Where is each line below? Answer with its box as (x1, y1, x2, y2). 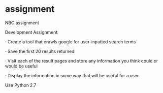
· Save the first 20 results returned (5, 48, 75, 54)
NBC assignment (5, 20, 39, 26)
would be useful (5, 63, 38, 69)
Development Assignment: (5, 29, 59, 35)
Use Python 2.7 (5, 82, 36, 88)
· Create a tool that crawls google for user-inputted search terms (5, 38, 136, 45)
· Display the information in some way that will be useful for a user (5, 72, 139, 78)
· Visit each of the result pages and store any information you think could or (5, 58, 159, 63)
